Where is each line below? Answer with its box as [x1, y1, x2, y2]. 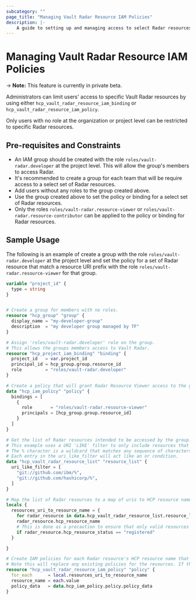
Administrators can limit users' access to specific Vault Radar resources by [6, 93, 187, 100]
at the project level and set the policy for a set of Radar [46, 257, 179, 264]
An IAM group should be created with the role [14, 156, 124, 163]
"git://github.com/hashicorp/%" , [16, 475, 98, 481]
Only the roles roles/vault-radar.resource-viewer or [14, 206, 143, 213]
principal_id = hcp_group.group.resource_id [11, 362, 121, 367]
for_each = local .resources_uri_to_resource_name [11, 572, 148, 578]
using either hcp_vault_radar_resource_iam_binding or [6, 100, 136, 107]
